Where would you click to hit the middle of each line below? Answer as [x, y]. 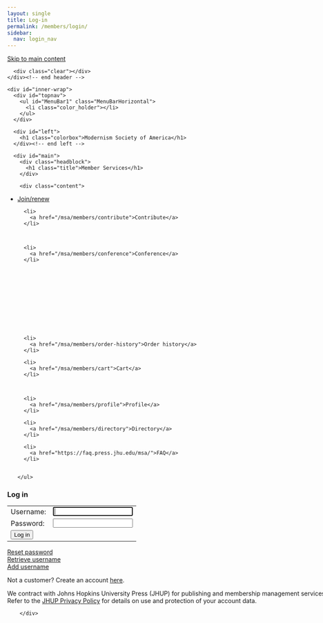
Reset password [30, 552]
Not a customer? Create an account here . [66, 580]
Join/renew [33, 199]
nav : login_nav [35, 39]
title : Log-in [28, 20]
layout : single [29, 13]
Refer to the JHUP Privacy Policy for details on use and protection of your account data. [132, 601]
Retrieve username [34, 560]
